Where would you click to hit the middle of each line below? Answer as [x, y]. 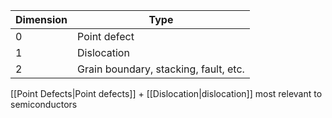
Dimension [41, 19]
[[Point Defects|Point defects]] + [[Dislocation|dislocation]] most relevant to [166, 93]
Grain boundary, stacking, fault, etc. [161, 69]
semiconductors [44, 104]
